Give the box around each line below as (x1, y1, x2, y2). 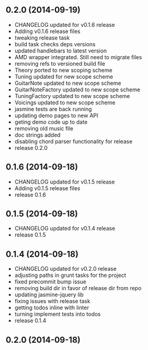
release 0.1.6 (14, 191, 46, 198)
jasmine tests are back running (14, 105, 92, 112)
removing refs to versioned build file (14, 60, 106, 67)
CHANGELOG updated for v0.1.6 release (14, 21, 115, 28)
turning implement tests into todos (14, 310, 101, 318)
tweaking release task (14, 34, 70, 41)
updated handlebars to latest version (14, 47, 107, 54)
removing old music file (14, 124, 74, 132)
